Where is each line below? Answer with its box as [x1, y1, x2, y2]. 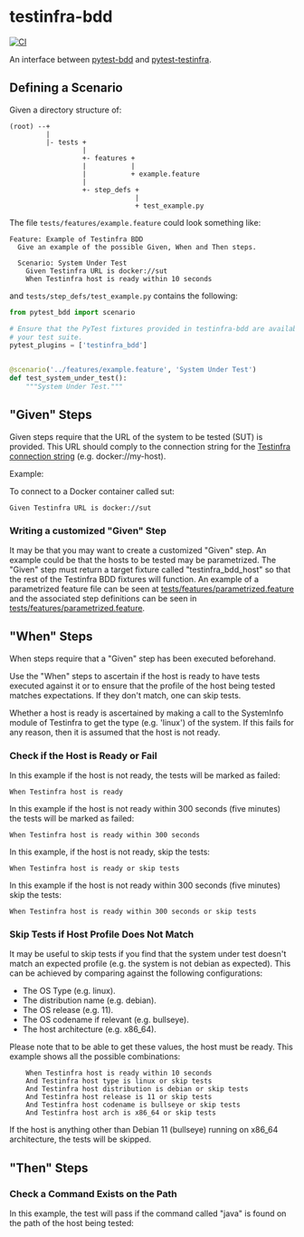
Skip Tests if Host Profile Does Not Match [9, 928, 195, 940]
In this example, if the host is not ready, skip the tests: [9, 846, 211, 858]
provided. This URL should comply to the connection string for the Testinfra [9, 441, 291, 452]
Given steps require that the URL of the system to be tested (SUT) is [9, 431, 263, 442]
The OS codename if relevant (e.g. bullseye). [22, 1014, 190, 1026]
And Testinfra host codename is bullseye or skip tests [25, 1100, 242, 1110]
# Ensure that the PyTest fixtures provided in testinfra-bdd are [9, 324, 265, 333]
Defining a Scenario [9, 80, 124, 96]
